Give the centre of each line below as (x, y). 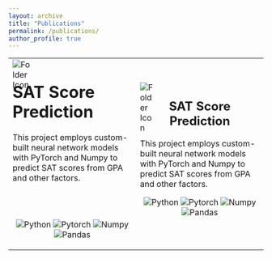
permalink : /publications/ (54, 31)
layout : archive (36, 16)
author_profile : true (45, 38)
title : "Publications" (47, 23)
